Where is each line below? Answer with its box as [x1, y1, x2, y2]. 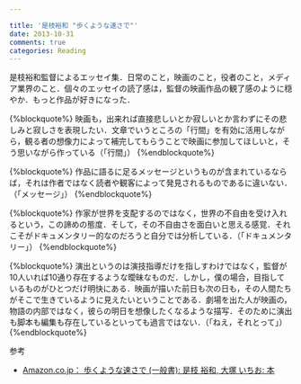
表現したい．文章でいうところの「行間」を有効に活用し [64, 125, 270, 136]
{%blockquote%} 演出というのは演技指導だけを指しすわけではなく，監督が [9, 261, 288, 272]
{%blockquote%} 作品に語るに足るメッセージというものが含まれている [9, 166, 272, 177]
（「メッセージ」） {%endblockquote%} [9, 189, 153, 200]
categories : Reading [9, 46, 87, 55]
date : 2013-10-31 [9, 29, 75, 39]
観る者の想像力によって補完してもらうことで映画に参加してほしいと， [24, 136, 283, 147]
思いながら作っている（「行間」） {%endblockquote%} [16, 147, 216, 158]
